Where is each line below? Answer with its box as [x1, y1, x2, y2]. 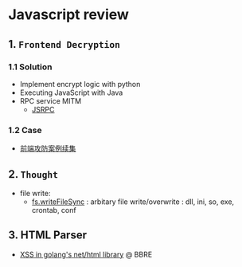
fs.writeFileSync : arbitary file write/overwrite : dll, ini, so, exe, [31, 197, 235, 206]
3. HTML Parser [8, 229, 88, 242]
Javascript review [8, 6, 130, 24]
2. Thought [8, 167, 58, 181]
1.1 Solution [8, 61, 53, 73]
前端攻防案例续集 [19, 143, 76, 153]
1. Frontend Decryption [8, 37, 121, 51]
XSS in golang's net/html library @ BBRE [19, 249, 153, 259]
